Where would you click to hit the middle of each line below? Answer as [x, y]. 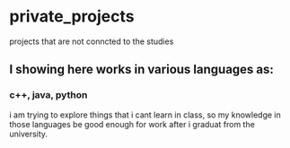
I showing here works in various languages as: [141, 70]
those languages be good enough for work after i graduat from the [132, 124]
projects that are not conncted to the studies [92, 41]
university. [28, 134]
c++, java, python [48, 95]
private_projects [72, 17]
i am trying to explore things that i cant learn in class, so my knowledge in [145, 115]
